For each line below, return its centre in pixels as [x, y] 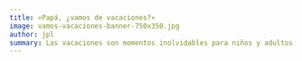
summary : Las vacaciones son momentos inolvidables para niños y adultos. [153, 43]
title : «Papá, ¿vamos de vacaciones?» [82, 17]
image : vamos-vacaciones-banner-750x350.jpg [94, 26]
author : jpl [32, 34]
